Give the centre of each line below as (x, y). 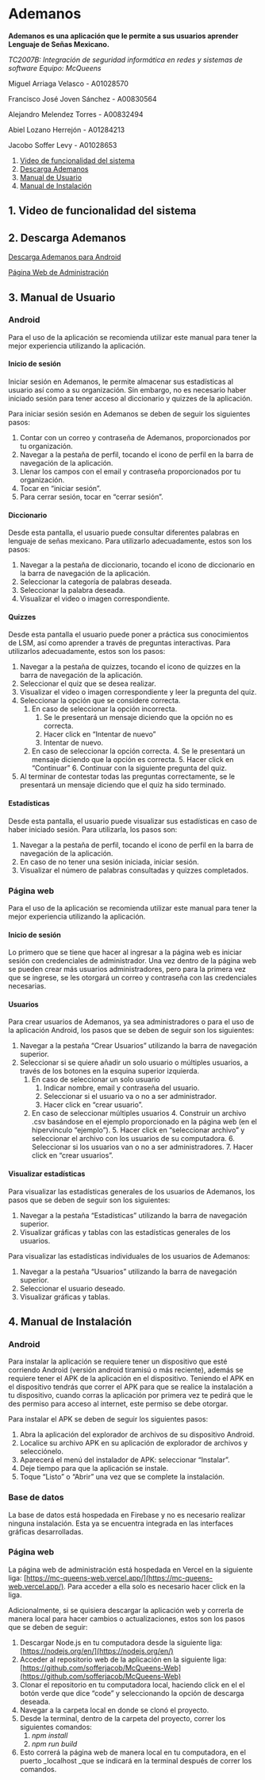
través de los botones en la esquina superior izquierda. (109, 1071)
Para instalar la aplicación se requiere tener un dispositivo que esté (118, 1362)
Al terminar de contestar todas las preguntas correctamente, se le (127, 776)
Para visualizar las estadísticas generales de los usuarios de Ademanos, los (132, 1191)
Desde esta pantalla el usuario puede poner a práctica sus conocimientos (129, 635)
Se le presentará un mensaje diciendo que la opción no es (138, 718)
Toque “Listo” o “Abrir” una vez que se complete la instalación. (122, 1477)
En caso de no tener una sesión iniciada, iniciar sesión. (109, 861)
